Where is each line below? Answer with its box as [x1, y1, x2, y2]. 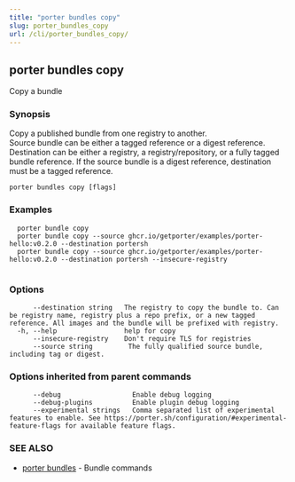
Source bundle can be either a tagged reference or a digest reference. [9, 138, 266, 148]
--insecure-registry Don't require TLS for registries [32, 335, 252, 344]
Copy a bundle [9, 86, 63, 97]
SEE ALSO [9, 442, 54, 454]
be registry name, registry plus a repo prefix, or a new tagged [9, 312, 255, 320]
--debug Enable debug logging [32, 391, 213, 399]
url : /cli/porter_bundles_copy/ [9, 29, 128, 38]
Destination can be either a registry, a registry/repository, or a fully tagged [9, 147, 280, 158]
